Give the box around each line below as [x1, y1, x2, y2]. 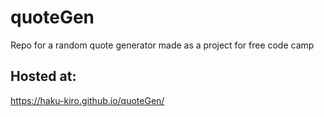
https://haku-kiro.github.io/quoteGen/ [10, 94, 165, 106]
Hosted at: [10, 68, 77, 85]
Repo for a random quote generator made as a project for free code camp [10, 39, 315, 51]
